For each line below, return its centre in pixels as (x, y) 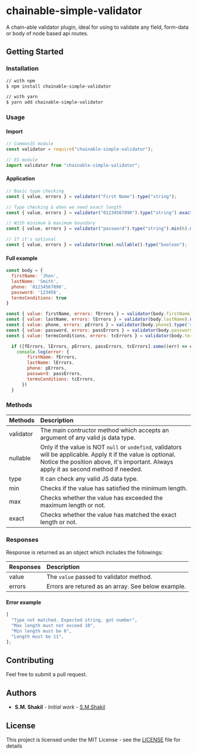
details (14, 746)
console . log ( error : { (43, 352)
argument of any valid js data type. (88, 437)
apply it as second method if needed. (91, 469)
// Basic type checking (35, 191)
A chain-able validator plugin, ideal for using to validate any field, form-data (97, 27)
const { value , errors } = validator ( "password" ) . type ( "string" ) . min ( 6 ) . (98, 229)
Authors (21, 693)
